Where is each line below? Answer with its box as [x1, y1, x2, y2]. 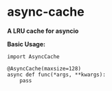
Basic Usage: [7, 40, 46, 48]
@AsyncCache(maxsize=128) [7, 65, 81, 72]
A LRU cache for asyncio [7, 27, 79, 35]
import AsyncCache [7, 53, 60, 60]
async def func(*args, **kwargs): [7, 71, 107, 78]
